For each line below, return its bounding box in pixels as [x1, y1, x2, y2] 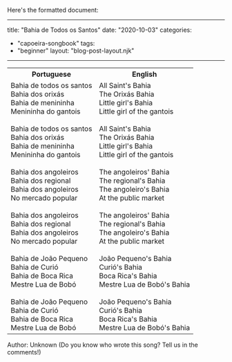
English [132, 69, 157, 79]
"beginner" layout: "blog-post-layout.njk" [17, 46, 135, 55]
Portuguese [31, 69, 71, 79]
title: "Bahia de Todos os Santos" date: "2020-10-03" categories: [7, 26, 192, 34]
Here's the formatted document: [7, 6, 99, 14]
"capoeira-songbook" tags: [17, 39, 95, 47]
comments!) [7, 348, 41, 356]
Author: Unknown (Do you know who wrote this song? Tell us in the [7, 341, 198, 349]
